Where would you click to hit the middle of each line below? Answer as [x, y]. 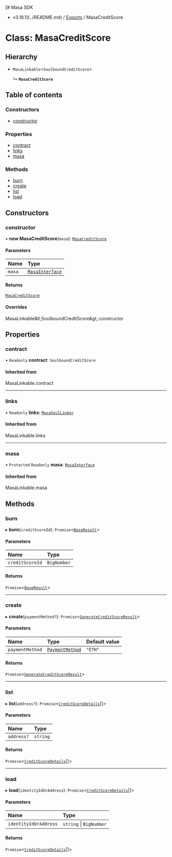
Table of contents [34, 95]
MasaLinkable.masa [26, 488]
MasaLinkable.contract [29, 383]
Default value [103, 642]
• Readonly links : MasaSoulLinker [40, 412]
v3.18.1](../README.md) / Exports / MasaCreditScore [68, 17]
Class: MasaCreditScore [58, 38]
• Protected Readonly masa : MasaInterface [50, 465]
